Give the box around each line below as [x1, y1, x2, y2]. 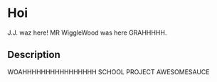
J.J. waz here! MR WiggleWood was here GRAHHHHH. [7, 28, 167, 37]
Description [7, 49, 60, 61]
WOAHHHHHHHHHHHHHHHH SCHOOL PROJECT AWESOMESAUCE [7, 67, 210, 76]
